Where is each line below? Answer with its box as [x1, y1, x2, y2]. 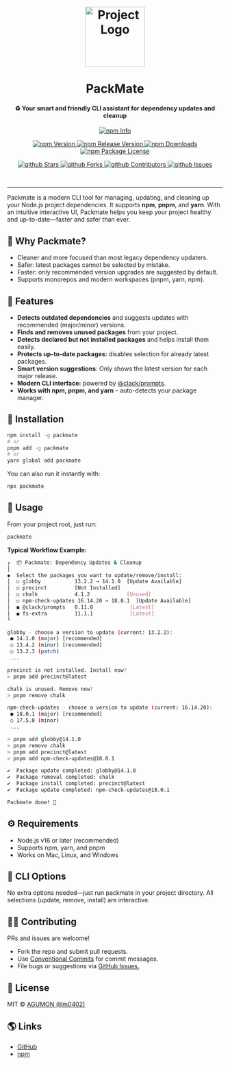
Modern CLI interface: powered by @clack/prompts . [16, 379, 166, 388]
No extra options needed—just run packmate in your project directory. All [7, 889, 214, 897]
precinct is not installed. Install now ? [7, 666, 127, 674]
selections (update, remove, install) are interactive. [7, 896, 150, 904]
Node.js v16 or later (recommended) [16, 836, 120, 844]
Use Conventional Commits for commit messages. [16, 955, 159, 963]
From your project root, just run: [7, 520, 97, 528]
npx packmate [7, 483, 44, 490]
